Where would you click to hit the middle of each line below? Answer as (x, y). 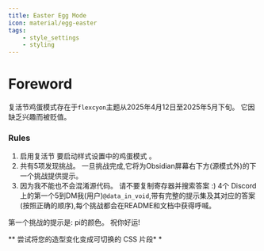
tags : (17, 30)
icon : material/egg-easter (53, 23)
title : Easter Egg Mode (48, 15)
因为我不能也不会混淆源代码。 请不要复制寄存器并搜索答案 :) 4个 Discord (138, 186)
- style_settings (51, 38)
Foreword (40, 84)
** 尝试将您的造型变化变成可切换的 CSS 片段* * (85, 239)
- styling (39, 45)
